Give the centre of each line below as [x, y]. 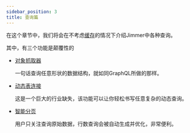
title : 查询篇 [22, 17]
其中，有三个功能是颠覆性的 [40, 48]
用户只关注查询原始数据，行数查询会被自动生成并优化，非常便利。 [96, 123]
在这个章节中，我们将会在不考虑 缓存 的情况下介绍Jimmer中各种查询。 [91, 35]
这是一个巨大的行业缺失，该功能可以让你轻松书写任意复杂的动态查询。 [101, 98]
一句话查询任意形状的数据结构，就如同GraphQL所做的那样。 [88, 73]
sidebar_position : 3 [32, 12]
